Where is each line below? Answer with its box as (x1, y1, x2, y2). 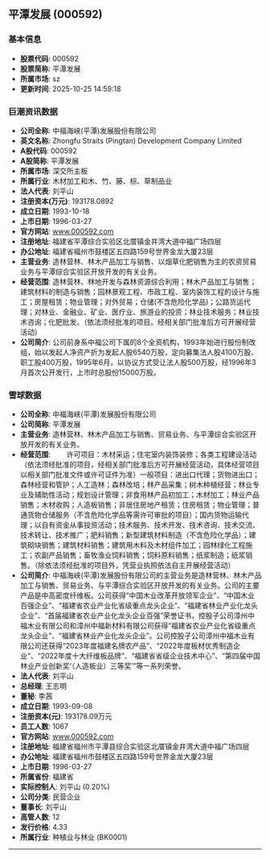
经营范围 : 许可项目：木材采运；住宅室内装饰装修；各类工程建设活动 (19, 450, 257, 459)
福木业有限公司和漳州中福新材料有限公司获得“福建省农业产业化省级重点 (19, 621, 256, 631)
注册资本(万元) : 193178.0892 (19, 196, 114, 205)
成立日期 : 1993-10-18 (19, 206, 90, 216)
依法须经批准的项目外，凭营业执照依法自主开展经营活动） (44, 561, 235, 570)
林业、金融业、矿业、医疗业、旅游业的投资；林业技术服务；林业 (41, 307, 253, 317)
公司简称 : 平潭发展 (19, 420, 81, 429)
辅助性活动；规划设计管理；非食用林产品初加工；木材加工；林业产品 (34, 490, 260, 499)
